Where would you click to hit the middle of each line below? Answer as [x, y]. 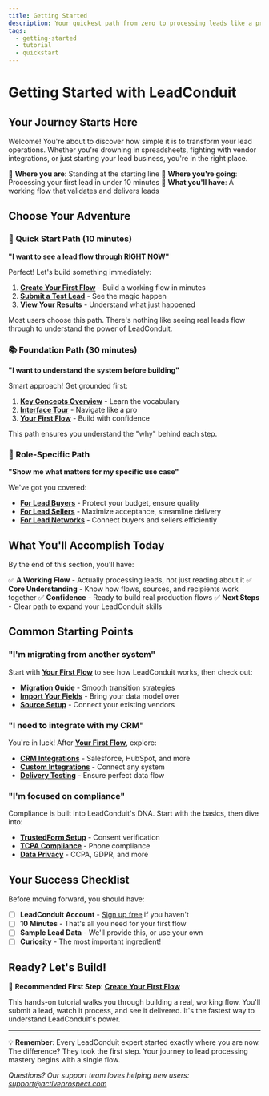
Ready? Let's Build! [57, 967]
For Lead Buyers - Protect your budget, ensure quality [110, 503]
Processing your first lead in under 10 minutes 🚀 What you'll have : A [121, 182]
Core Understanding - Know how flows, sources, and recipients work [123, 589]
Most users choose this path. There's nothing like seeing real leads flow [127, 320]
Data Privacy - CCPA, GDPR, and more [84, 855]
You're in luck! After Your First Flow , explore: [82, 743]
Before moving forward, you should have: [76, 899]
